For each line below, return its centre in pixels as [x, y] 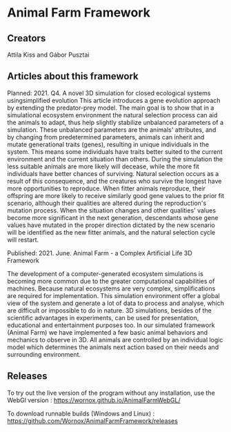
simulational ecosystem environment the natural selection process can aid [112, 115]
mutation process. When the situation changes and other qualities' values [111, 210]
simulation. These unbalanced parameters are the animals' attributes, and [112, 130]
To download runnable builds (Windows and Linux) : [81, 413]
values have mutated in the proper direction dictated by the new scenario [111, 225]
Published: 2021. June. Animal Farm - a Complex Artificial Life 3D [100, 253]
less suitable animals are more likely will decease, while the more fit [103, 166]
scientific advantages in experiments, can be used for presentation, [103, 317]
